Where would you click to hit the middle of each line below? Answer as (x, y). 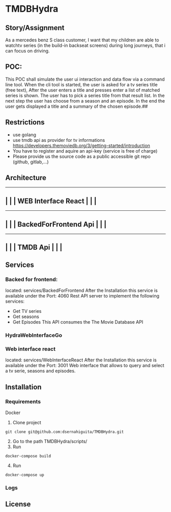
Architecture (26, 178)
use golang (24, 135)
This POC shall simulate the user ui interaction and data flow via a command (85, 79)
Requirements (23, 401)
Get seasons (26, 316)
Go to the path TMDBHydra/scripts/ (50, 442)
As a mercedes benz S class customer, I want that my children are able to (82, 40)
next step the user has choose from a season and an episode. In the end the (85, 101)
